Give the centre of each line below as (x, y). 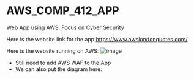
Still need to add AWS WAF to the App (63, 63)
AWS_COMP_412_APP (63, 11)
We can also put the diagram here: (58, 69)
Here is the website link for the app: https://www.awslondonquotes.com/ (97, 39)
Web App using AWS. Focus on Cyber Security (65, 27)
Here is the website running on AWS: (53, 51)
